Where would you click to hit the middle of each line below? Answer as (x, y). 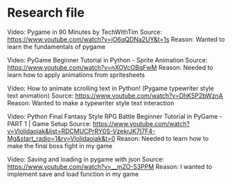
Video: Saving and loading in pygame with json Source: (86, 159)
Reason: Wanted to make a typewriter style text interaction (91, 103)
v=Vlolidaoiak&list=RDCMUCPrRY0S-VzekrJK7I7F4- (81, 131)
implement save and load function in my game (73, 174)
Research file (46, 13)
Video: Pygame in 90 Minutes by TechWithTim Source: (85, 32)
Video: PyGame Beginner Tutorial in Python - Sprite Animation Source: (107, 60)
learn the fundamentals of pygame (56, 46)
